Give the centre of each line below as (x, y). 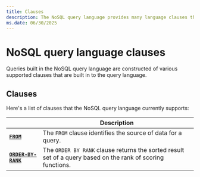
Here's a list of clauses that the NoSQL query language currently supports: (98, 108)
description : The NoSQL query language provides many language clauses (97, 17)
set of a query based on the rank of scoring (103, 157)
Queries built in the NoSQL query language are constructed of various (92, 69)
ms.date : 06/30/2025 (32, 23)
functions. (57, 165)
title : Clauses (25, 12)
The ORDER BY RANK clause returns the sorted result (113, 150)
